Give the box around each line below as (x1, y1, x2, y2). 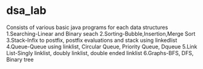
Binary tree (6, 56, 34, 63)
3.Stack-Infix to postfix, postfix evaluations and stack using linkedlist (6, 36, 178, 44)
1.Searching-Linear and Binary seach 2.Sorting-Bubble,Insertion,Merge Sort (6, 30, 196, 37)
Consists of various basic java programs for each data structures (6, 24, 168, 31)
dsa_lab (6, 4, 47, 18)
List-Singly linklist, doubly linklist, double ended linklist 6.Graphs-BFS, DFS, (6, 49, 194, 56)
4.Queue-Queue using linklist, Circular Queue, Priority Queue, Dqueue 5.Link (6, 43, 198, 50)
